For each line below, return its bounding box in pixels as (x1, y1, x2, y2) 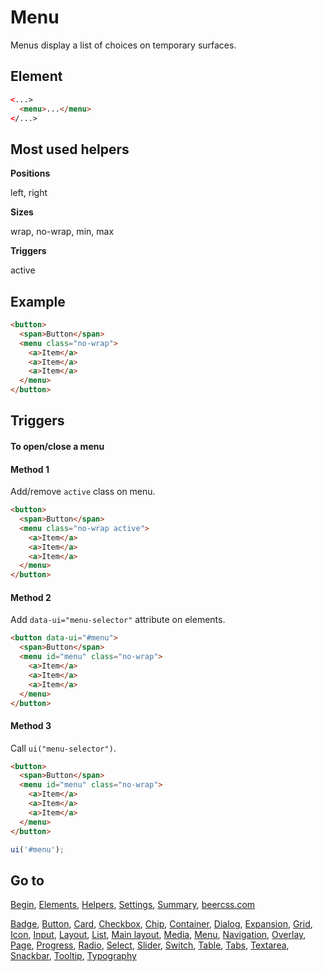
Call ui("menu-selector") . (10, 742, 117, 754)
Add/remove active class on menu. (10, 486, 156, 498)
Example (10, 293, 66, 310)
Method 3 (10, 719, 52, 731)
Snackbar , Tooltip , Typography (10, 950, 137, 962)
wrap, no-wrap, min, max (10, 226, 115, 238)
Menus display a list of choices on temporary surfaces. (10, 39, 237, 51)
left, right (10, 187, 48, 199)
